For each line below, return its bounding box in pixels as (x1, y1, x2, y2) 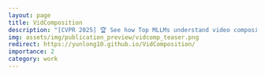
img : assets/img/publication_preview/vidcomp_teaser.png (8, 33, 200, 41)
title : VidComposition (8, 19, 83, 27)
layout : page (8, 11, 51, 20)
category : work (8, 55, 58, 63)
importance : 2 (8, 48, 55, 55)
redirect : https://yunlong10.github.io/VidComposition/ (8, 41, 196, 48)
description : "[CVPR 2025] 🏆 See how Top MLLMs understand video (8, 26, 230, 34)
